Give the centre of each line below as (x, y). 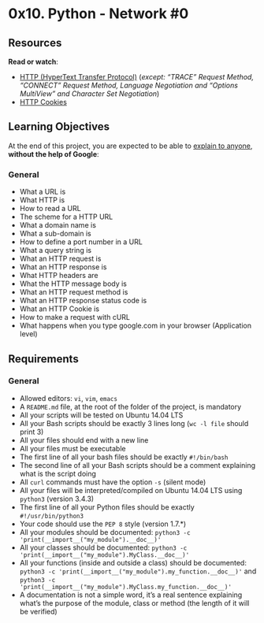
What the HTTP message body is (73, 284)
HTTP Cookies (43, 102)
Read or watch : (33, 61)
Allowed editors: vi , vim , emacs (69, 398)
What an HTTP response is (63, 267)
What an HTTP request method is (74, 292)
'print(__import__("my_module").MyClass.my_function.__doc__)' (126, 587)
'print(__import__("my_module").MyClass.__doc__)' (104, 555)
